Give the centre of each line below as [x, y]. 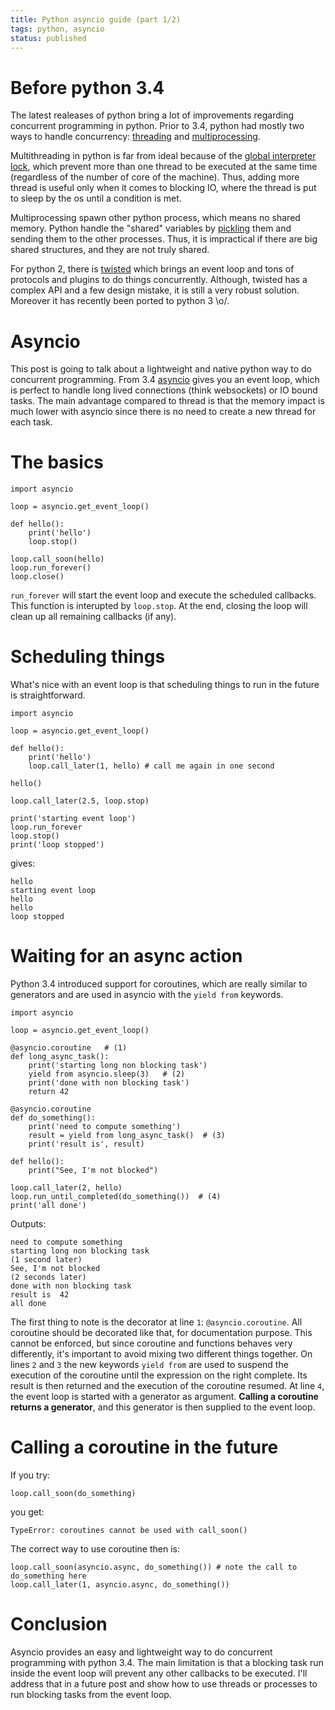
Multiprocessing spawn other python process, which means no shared [155, 218]
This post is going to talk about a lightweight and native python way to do [161, 369]
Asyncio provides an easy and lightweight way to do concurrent [141, 1652]
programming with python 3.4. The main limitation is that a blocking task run [167, 1662]
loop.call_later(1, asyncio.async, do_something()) [120, 1585]
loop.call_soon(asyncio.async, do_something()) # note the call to [154, 1567]
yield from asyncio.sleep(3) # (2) [107, 1074]
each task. [31, 422]
